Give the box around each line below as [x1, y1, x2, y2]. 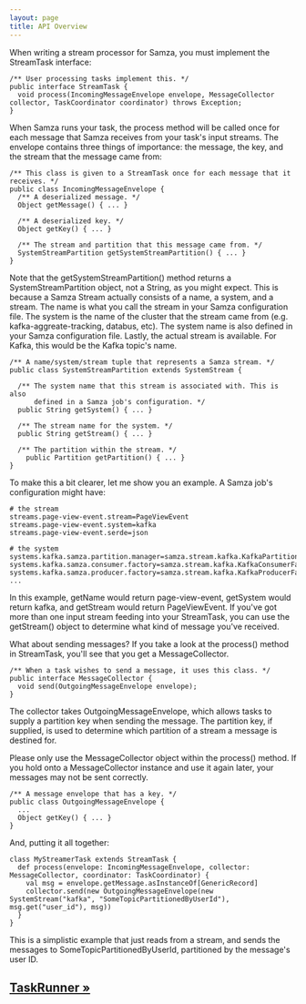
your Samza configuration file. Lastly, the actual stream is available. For [9, 330, 277, 341]
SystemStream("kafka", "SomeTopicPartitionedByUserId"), [9, 894, 230, 904]
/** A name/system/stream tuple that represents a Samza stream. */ [9, 357, 275, 367]
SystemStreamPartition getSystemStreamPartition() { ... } [17, 248, 247, 258]
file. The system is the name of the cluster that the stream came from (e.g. [9, 310, 289, 321]
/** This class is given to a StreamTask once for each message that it [9, 168, 291, 177]
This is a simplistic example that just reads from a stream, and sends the [9, 934, 280, 945]
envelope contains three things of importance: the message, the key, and [9, 141, 284, 152]
